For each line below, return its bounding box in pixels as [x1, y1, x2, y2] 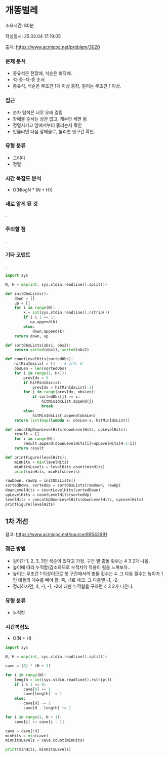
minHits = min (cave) [5, 733, 49, 738]
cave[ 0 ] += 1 [23, 687, 51, 692]
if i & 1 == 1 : [23, 315, 56, 320]
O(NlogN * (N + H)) [12, 187, 53, 193]
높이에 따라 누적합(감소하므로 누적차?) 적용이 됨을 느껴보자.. [12, 564, 131, 570]
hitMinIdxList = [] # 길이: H [14, 361, 82, 366]
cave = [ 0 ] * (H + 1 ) [5, 663, 51, 669]
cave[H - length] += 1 [23, 705, 71, 711]
